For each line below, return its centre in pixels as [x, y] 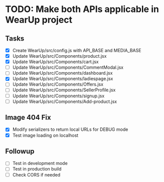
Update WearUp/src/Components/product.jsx [59, 56]
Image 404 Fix [28, 118]
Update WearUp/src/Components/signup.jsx [58, 96]
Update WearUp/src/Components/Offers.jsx [58, 84]
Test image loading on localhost [45, 135]
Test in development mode [40, 163]
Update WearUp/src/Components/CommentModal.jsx [68, 67]
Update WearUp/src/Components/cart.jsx [55, 62]
